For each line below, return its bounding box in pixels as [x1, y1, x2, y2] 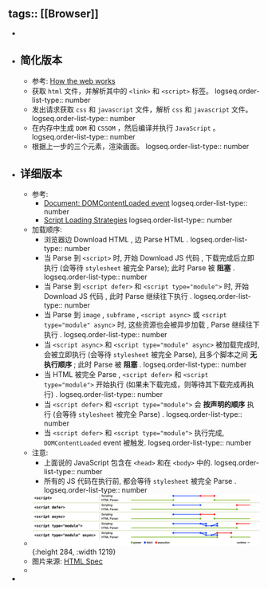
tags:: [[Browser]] [8, 7, 99, 21]
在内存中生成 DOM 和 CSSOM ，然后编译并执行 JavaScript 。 [31, 123, 221, 132]
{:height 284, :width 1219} [31, 547, 116, 556]
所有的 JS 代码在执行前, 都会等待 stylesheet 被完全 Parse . [43, 477, 237, 486]
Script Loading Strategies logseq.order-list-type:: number [43, 215, 233, 225]
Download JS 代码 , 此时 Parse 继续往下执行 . [43, 292, 192, 301]
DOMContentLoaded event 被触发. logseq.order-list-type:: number [43, 438, 252, 448]
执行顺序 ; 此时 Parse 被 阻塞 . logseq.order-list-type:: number [43, 359, 247, 370]
